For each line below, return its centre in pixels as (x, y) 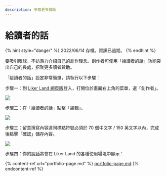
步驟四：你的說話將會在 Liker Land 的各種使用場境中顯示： (65, 153)
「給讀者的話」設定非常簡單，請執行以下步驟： (53, 78)
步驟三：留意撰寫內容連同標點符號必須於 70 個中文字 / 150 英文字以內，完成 (82, 128)
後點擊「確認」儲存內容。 (31, 133)
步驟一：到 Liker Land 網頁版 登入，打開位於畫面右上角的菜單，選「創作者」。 (83, 88)
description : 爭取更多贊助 (31, 10)
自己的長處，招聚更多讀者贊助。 (42, 67)
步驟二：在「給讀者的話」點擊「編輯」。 (45, 108)
